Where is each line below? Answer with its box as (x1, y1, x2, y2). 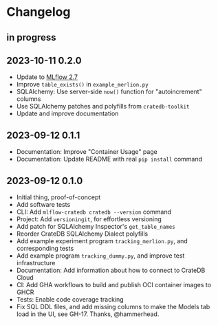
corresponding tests (16, 245, 74, 253)
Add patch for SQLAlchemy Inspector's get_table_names (16, 223, 176, 231)
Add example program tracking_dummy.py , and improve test (16, 251, 185, 260)
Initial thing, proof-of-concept (16, 193, 101, 201)
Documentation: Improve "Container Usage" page (16, 148, 157, 156)
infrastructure (16, 259, 56, 267)
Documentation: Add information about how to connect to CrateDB (16, 266, 206, 275)
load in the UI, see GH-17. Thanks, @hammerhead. (16, 310, 160, 318)
